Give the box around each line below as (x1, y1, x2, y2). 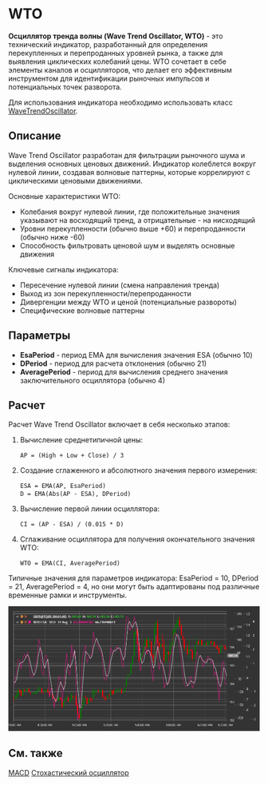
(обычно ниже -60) (19, 232, 85, 242)
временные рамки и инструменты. (8, 590, 128, 600)
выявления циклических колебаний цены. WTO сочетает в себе (8, 57, 227, 66)
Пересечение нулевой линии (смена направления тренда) (19, 280, 220, 290)
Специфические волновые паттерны (19, 305, 145, 315)
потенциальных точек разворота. (8, 81, 122, 92)
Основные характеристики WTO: (8, 191, 121, 200)
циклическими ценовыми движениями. (8, 176, 144, 185)
